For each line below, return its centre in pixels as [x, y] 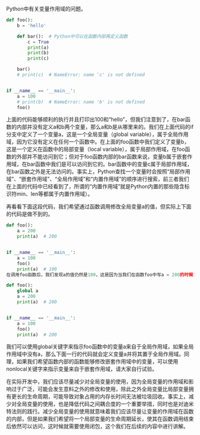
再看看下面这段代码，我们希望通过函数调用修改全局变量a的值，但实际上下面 [99, 207]
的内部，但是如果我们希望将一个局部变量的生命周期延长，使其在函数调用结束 [100, 419]
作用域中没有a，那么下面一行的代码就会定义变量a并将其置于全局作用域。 [95, 354]
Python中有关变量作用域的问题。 [46, 9]
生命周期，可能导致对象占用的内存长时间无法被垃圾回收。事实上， [107, 397]
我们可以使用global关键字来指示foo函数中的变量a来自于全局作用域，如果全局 [100, 347]
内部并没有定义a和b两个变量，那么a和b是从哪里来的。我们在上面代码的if [105, 127]
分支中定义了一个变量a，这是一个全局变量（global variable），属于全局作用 [97, 134]
